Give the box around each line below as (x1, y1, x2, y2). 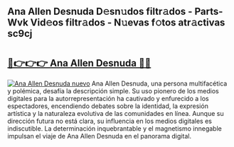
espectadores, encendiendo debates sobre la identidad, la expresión (7, 102, 208, 110)
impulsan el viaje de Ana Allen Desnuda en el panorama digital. (7, 132, 192, 140)
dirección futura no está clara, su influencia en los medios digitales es (7, 117, 212, 125)
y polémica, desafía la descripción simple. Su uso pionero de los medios (7, 87, 219, 95)
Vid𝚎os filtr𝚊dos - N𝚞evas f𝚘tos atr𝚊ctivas (30, 17, 225, 29)
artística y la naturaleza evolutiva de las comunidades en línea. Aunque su (7, 110, 224, 117)
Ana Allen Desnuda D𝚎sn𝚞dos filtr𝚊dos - (7, 6, 193, 18)
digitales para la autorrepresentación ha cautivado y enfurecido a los (7, 95, 209, 102)
